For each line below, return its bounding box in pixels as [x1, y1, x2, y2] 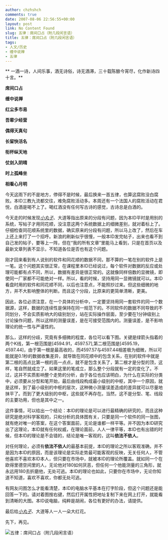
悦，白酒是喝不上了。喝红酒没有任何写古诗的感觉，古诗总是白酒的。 [5, 204, 145, 210]
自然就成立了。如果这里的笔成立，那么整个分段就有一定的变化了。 [18, 366, 154, 372]
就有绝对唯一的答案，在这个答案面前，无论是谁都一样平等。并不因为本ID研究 [5, 420, 163, 426]
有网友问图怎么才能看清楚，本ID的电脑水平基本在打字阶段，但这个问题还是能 [5, 485, 163, 491]
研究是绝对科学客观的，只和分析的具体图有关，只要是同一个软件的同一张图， [5, 414, 163, 420]
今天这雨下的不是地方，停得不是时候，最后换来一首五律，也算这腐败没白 [5, 191, 154, 198]
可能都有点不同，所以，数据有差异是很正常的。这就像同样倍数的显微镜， [9, 269, 158, 276]
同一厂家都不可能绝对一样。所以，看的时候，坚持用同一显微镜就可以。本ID [9, 276, 163, 282]
